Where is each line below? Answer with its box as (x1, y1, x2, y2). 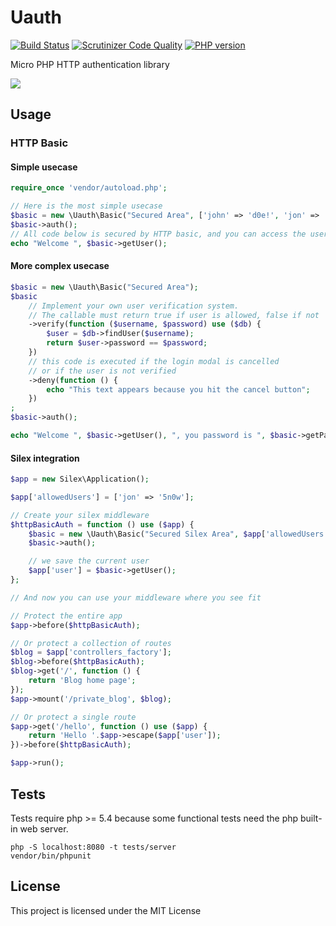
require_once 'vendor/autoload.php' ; (10, 183, 168, 193)
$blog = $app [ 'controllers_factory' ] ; (10, 647, 172, 658)
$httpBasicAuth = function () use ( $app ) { (10, 519, 195, 530)
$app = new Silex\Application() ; (10, 474, 150, 485)
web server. (19, 822, 69, 835)
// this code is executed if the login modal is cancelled (28, 356, 280, 366)
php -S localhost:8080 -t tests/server (10, 842, 177, 852)
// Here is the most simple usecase (10, 201, 163, 211)
